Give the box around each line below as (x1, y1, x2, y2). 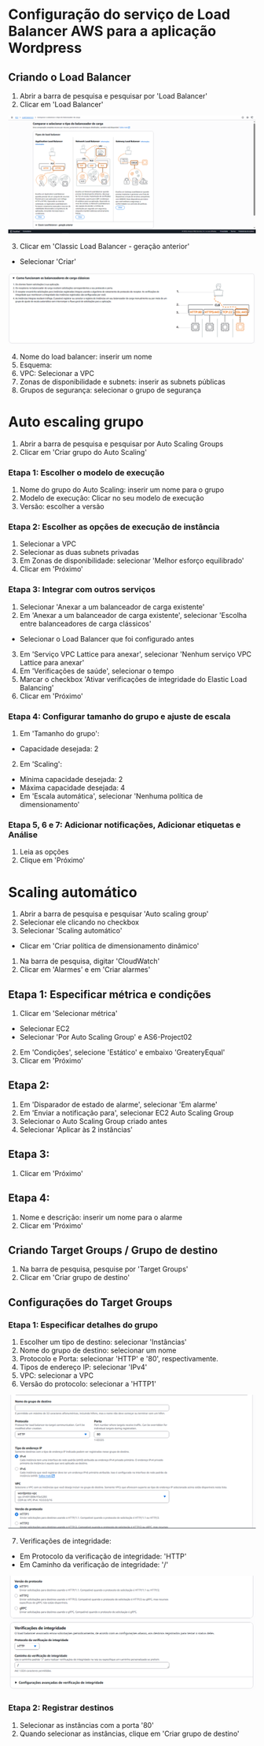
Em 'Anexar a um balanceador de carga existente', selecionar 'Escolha (19, 610, 247, 620)
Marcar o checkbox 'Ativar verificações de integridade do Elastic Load (19, 674, 247, 683)
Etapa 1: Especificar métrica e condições (8, 988, 211, 1001)
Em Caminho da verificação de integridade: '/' (19, 1559, 169, 1569)
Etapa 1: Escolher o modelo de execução (8, 467, 165, 478)
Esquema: (19, 360, 53, 370)
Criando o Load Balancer (8, 70, 131, 84)
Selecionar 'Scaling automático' (19, 926, 123, 936)
